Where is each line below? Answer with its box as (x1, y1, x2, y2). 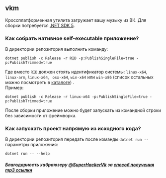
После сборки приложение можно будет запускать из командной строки (5, 107, 162, 113)
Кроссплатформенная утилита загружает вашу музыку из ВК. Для (5, 17, 147, 23)
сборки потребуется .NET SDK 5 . (5, 22, 75, 28)
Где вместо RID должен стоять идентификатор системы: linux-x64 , (5, 69, 148, 75)
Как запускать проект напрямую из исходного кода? (5, 125, 141, 132)
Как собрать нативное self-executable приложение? (5, 35, 139, 42)
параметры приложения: (5, 142, 58, 148)
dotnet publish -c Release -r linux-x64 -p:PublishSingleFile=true (5, 94, 148, 99)
